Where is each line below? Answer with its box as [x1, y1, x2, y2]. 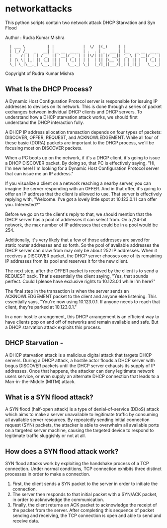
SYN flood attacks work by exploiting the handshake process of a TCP [5, 461, 149, 467]
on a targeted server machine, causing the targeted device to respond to [5, 428, 154, 434]
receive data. [12, 518, 40, 524]
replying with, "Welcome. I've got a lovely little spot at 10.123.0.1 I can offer [5, 196, 158, 202]
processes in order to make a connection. [5, 471, 90, 477]
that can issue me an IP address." [5, 170, 74, 176]
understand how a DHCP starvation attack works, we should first [5, 114, 138, 120]
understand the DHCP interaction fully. [5, 119, 84, 125]
